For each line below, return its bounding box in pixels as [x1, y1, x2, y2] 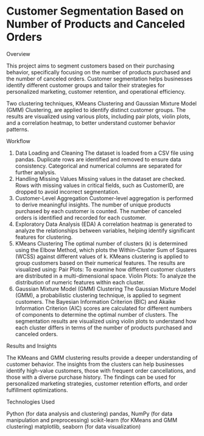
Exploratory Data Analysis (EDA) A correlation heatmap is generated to [15, 220, 193, 228]
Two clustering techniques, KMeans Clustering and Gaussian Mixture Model [6, 99, 197, 107]
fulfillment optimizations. [6, 386, 68, 393]
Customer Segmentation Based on [6, 4, 184, 18]
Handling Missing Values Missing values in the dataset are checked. [15, 175, 186, 182]
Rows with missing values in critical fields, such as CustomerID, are [15, 181, 185, 189]
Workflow [6, 137, 30, 144]
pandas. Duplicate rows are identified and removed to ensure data [15, 155, 181, 163]
